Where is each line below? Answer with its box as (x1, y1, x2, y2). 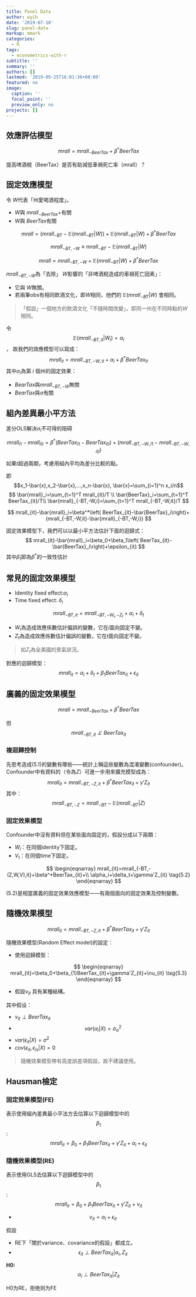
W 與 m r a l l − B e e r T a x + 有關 (14, 209, 72, 218)
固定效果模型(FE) (6, 1096, 55, 1104)
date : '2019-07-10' (6, 19, 54, 25)
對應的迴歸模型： (6, 659, 48, 666)
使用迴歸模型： (14, 951, 51, 958)
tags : (6, 47, 19, 53)
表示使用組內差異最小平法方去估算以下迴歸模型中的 (6, 1110, 130, 1117)
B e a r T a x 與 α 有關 (14, 389, 54, 396)
